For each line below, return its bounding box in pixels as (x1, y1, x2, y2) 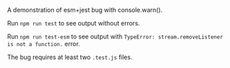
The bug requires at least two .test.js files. (7, 53, 133, 61)
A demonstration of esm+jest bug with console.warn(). (7, 6, 163, 14)
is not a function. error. (7, 40, 81, 47)
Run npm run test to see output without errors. (7, 19, 140, 27)
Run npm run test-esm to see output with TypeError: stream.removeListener (7, 32, 223, 41)
